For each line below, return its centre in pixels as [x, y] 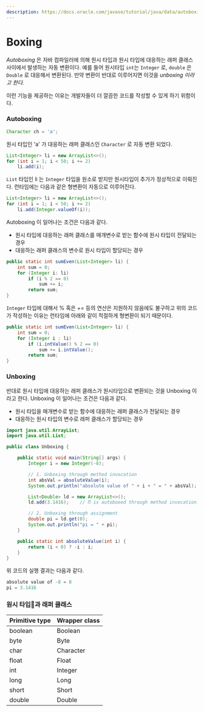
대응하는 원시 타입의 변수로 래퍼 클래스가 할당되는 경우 [79, 419]
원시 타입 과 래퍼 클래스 [39, 604]
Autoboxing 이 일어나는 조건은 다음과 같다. [57, 222]
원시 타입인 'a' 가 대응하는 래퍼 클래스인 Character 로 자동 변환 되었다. [90, 144]
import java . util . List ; [36, 436]
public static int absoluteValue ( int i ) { [72, 541]
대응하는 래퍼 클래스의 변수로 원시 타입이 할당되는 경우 [79, 250]
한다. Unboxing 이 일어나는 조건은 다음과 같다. [72, 398]
